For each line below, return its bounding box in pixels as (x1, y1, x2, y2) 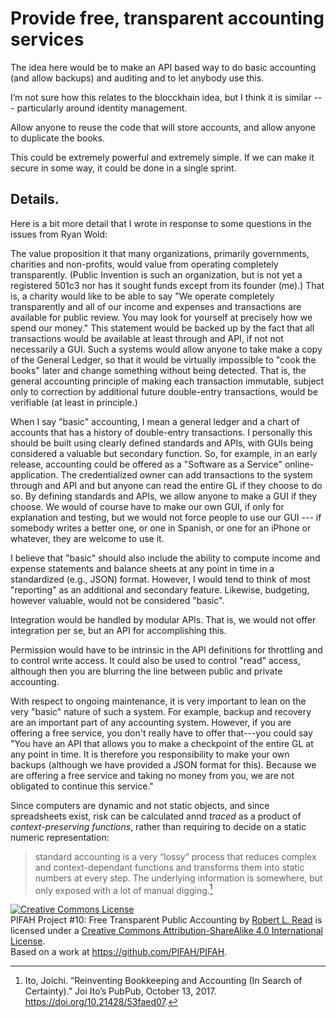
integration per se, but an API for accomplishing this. (10, 624, 227, 636)
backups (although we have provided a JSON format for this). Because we (10, 758, 317, 771)
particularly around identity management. (16, 102, 188, 114)
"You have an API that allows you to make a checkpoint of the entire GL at (10, 737, 314, 749)
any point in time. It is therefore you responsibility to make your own (10, 748, 290, 760)
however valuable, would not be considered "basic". (10, 594, 225, 606)
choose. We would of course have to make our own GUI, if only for (10, 500, 285, 512)
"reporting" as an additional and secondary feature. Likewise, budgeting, (10, 583, 310, 596)
